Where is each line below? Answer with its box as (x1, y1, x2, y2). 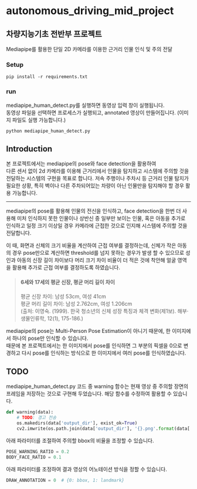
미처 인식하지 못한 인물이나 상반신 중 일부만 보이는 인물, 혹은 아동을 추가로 (16, 215, 186, 222)
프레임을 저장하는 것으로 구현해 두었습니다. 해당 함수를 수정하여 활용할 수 (6, 390, 172, 397)
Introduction (6, 144, 53, 154)
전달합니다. (6, 230, 32, 237)
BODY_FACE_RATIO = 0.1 (6, 454, 62, 460)
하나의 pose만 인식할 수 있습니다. (12, 335, 89, 342)
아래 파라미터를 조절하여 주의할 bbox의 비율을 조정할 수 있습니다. (6, 437, 154, 444)
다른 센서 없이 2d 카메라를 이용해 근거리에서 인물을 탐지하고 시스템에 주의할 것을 (6, 167, 189, 174)
